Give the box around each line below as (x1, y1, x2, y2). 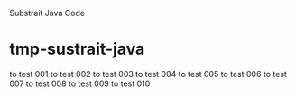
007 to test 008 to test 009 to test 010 (9, 78, 151, 89)
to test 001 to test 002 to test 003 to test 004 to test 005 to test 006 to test (9, 68, 287, 79)
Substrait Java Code (9, 8, 86, 18)
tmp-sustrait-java (9, 39, 145, 59)
